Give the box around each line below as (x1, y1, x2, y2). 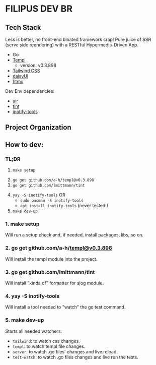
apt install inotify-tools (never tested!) (20, 203, 109, 209)
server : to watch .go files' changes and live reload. (12, 348, 118, 354)
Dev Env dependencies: (5, 88, 54, 94)
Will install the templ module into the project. (5, 256, 98, 262)
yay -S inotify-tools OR (12, 192, 65, 198)
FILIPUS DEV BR (5, 3, 73, 15)
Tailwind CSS (12, 68, 40, 74)
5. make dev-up (5, 317, 44, 324)
